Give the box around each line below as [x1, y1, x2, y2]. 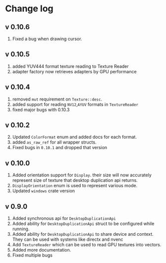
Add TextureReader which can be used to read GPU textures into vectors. [12, 242, 162, 248]
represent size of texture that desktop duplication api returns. [12, 177, 138, 183]
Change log [5, 3, 54, 14]
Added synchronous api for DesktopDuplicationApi [12, 215, 116, 221]
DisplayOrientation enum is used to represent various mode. [12, 183, 138, 189]
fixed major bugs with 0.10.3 [12, 106, 70, 112]
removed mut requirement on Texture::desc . [12, 96, 103, 102]
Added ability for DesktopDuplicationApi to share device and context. [12, 231, 154, 237]
